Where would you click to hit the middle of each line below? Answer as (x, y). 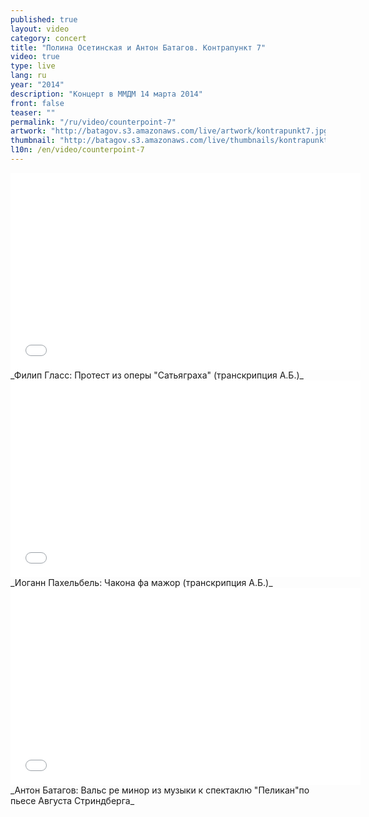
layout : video (40, 29)
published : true (44, 19)
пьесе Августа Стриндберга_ (72, 800)
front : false (37, 103)
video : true (35, 57)
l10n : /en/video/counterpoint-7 (77, 150)
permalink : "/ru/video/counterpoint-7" (93, 122)
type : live (33, 66)
